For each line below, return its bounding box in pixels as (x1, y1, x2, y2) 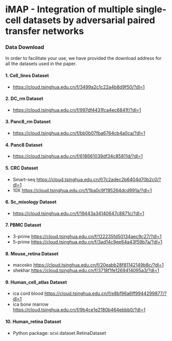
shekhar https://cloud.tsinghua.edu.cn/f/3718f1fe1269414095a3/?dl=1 (12, 267, 160, 273)
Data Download (5, 44, 45, 51)
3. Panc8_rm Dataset (5, 119, 51, 125)
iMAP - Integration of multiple (5, 4, 134, 15)
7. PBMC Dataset (5, 222, 41, 228)
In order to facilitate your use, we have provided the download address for (5, 55, 162, 61)
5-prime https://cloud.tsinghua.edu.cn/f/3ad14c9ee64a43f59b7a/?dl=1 (12, 239, 163, 245)
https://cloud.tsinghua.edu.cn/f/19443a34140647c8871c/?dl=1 (12, 210, 144, 216)
